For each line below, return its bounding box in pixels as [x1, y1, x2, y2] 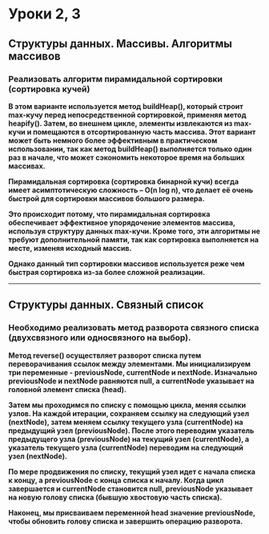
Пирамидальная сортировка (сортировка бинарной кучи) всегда [8, 176, 239, 186]
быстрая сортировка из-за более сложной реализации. [8, 267, 206, 277]
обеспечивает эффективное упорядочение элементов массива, [8, 217, 236, 227]
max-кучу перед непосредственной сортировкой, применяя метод [8, 110, 247, 119]
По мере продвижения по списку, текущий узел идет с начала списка [8, 467, 256, 476]
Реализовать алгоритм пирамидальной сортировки [8, 73, 223, 84]
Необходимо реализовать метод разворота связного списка [8, 322, 259, 334]
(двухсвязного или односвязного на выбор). [8, 332, 191, 343]
